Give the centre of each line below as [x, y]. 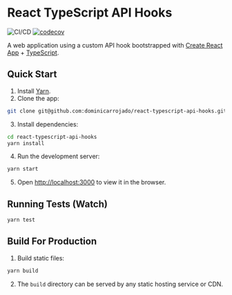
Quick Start [32, 74]
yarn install [26, 143]
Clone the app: [38, 98]
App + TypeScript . [33, 53]
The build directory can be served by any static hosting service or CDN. [120, 284]
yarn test [21, 220]
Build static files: [40, 258]
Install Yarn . [34, 91]
